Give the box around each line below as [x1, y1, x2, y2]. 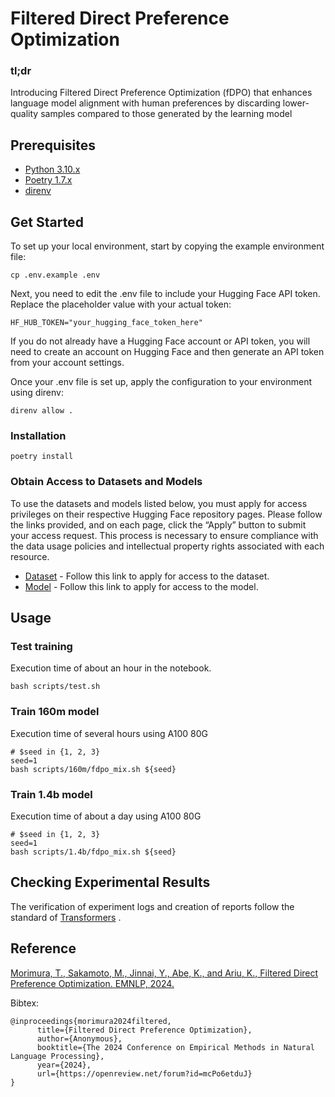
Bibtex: [10, 997, 40, 1009]
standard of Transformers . [10, 911, 122, 923]
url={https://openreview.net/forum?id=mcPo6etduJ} [36, 1068, 253, 1079]
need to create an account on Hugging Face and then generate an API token [10, 346, 325, 358]
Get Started [10, 213, 84, 231]
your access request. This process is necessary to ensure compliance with [10, 529, 319, 541]
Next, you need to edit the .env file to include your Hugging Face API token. [10, 288, 321, 300]
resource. [10, 550, 50, 562]
